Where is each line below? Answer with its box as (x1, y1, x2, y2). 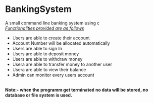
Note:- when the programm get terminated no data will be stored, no (5, 87, 149, 93)
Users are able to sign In (12, 45, 62, 51)
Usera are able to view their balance (12, 66, 86, 73)
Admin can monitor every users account (12, 72, 95, 78)
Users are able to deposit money (12, 51, 79, 57)
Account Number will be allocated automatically (12, 40, 110, 46)
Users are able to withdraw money (12, 56, 83, 62)
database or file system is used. (5, 92, 73, 98)
